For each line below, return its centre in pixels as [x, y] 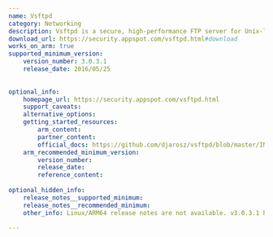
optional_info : [34, 92]
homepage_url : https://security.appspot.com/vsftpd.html [121, 99]
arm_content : [60, 129]
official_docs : [63, 145]
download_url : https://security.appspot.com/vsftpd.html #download [123, 39]
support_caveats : [52, 107]
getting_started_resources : [70, 122]
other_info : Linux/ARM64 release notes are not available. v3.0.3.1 [141, 213]
